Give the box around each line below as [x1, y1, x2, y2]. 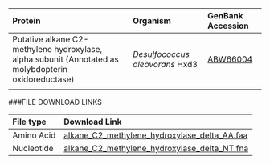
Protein [12, 15, 41, 26]
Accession [207, 20, 249, 31]
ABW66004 [207, 54, 253, 65]
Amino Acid [12, 130, 56, 141]
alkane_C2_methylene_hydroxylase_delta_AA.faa [63, 130, 248, 141]
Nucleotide [12, 143, 54, 154]
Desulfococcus [132, 49, 190, 59]
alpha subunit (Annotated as [12, 54, 119, 65]
